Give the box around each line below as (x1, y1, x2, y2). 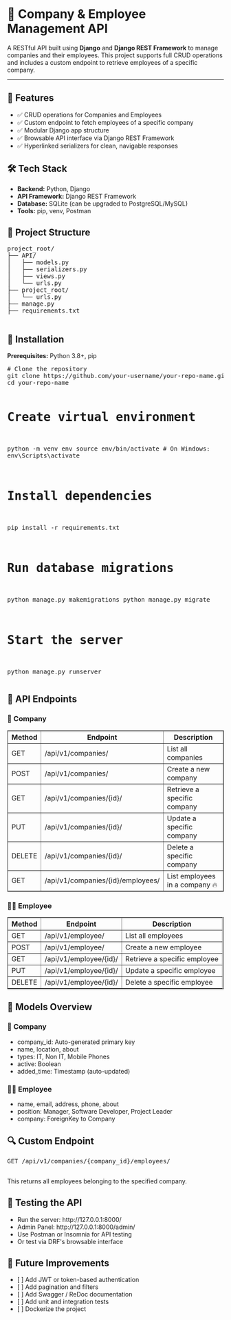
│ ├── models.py (7, 259, 69, 266)
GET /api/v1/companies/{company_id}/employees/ (7, 1157, 170, 1165)
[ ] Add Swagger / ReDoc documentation (16, 1290, 133, 1299)
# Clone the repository (7, 365, 87, 373)
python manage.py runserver (7, 667, 102, 676)
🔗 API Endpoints (7, 693, 78, 705)
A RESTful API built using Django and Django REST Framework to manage (7, 43, 219, 52)
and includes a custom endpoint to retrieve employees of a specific (7, 58, 198, 66)
